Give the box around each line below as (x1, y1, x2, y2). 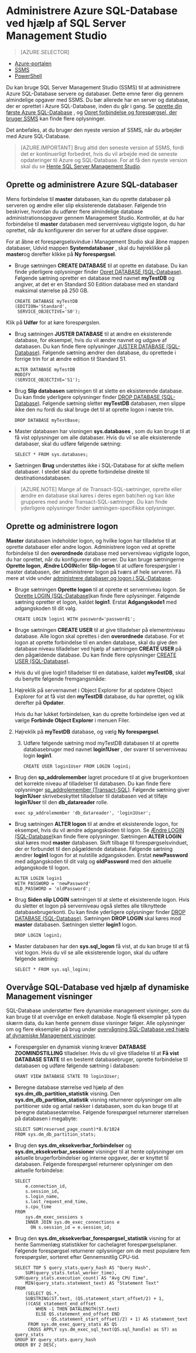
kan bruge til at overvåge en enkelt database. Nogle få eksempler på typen (6, 1013, 187, 1020)
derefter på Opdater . (14, 699, 66, 706)
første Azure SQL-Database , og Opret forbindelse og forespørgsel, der (6, 109, 177, 116)
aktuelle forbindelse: (14, 1167, 64, 1174)
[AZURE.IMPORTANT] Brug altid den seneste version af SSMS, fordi (20, 144, 184, 151)
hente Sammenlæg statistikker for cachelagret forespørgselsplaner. (14, 1241, 177, 1248)
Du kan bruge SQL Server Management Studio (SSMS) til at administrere (6, 83, 181, 91)
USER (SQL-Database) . (14, 657, 70, 665)
